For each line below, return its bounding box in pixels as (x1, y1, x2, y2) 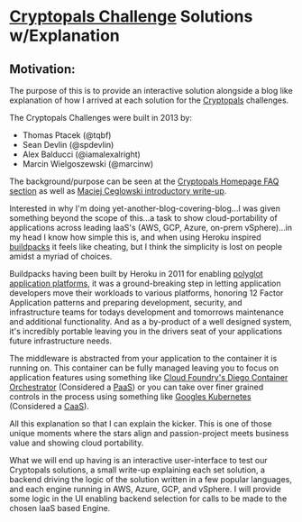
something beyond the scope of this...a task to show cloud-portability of (9, 213, 278, 223)
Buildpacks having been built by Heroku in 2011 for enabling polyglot (9, 269, 263, 279)
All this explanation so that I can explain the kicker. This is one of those (9, 418, 272, 429)
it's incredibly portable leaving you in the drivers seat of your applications (9, 326, 282, 336)
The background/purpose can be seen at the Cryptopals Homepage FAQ (9, 176, 279, 187)
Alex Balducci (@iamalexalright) (22, 149, 142, 160)
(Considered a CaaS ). (9, 401, 90, 411)
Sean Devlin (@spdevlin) (22, 140, 114, 150)
